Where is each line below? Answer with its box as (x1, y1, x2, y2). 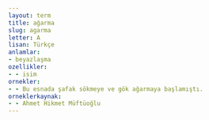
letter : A (8, 33, 41, 42)
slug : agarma (8, 26, 51, 34)
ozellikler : (8, 63, 47, 71)
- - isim (8, 70, 37, 78)
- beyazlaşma (8, 56, 51, 64)
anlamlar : (8, 48, 41, 56)
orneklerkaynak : (8, 92, 62, 100)
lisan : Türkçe (8, 41, 55, 49)
